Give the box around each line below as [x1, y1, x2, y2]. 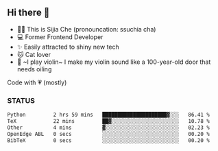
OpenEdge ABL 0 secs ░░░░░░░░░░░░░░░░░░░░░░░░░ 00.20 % [7, 130, 210, 137]
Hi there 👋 [7, 7, 50, 19]
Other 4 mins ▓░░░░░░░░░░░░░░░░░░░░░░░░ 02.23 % [7, 124, 210, 131]
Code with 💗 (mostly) [7, 78, 67, 86]
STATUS [7, 95, 36, 105]
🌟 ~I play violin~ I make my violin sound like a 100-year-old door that [16, 58, 211, 66]
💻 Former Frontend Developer [16, 32, 104, 41]
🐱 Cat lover [16, 50, 51, 58]
